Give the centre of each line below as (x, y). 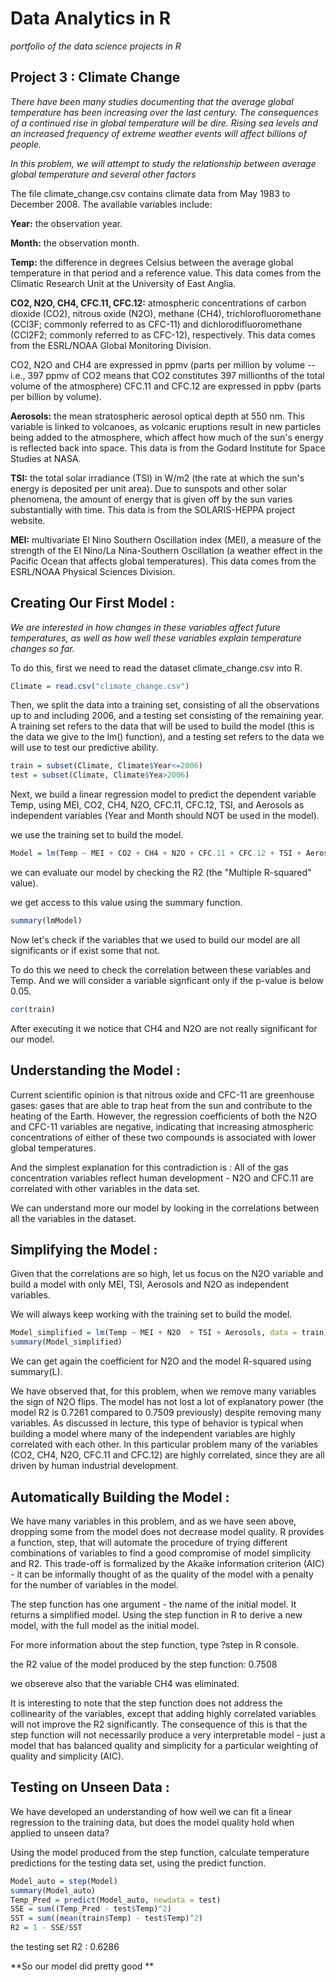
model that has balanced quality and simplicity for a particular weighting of (164, 1745)
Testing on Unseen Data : (90, 1787)
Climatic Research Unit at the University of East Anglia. (123, 283)
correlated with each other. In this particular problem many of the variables (164, 1444)
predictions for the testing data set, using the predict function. (138, 1863)
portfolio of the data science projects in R (96, 46)
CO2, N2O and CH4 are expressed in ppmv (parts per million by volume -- (163, 364)
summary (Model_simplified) (66, 1342)
